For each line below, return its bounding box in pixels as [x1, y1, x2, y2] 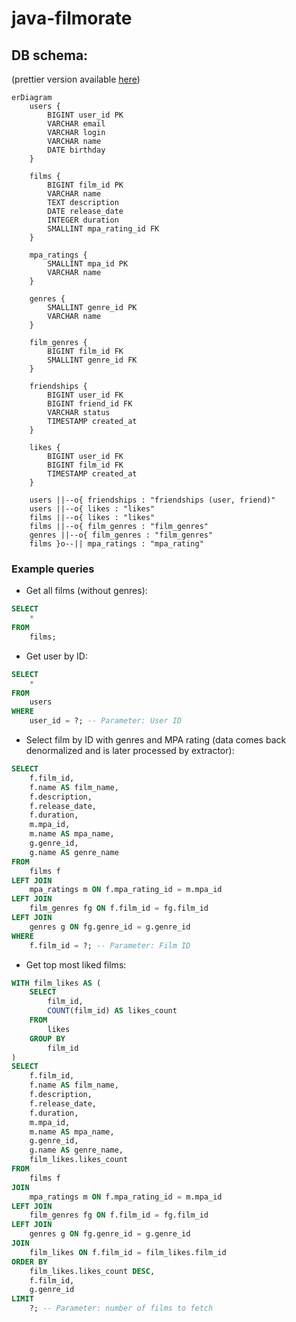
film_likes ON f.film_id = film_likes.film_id [29, 1247, 227, 1257]
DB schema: [11, 47, 89, 64]
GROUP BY [29, 1033, 66, 1044]
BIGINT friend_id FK [47, 399, 133, 409]
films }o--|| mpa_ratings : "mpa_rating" [29, 539, 204, 549]
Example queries [11, 562, 95, 576]
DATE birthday [47, 145, 106, 155]
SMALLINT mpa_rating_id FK [47, 224, 160, 234]
